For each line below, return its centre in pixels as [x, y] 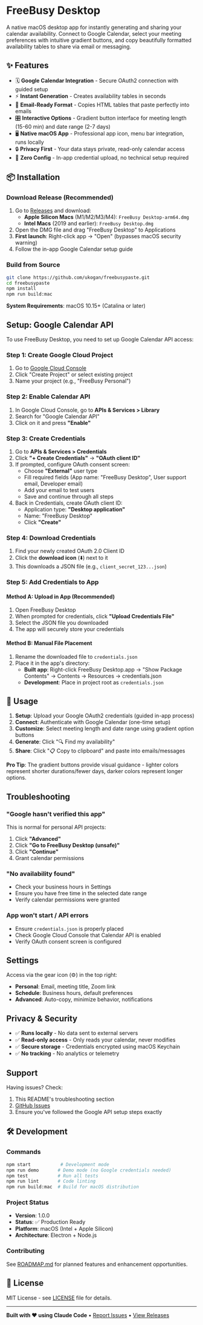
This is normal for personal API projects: [56, 827]
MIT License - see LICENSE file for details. [59, 1298]
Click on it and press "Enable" [53, 423]
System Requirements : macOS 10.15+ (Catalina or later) [76, 306]
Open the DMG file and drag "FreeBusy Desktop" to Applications [95, 230]
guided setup [31, 89]
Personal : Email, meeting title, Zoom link [65, 986]
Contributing [25, 1251]
